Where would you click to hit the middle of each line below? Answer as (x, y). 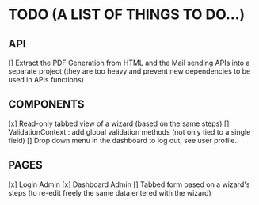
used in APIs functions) (46, 80)
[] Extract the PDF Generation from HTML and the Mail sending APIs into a (129, 63)
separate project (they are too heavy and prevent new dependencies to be (129, 71)
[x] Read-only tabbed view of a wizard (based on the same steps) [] (119, 123)
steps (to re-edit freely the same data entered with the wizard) (110, 192)
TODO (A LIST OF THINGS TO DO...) (127, 15)
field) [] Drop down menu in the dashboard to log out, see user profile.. (124, 140)
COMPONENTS (46, 104)
